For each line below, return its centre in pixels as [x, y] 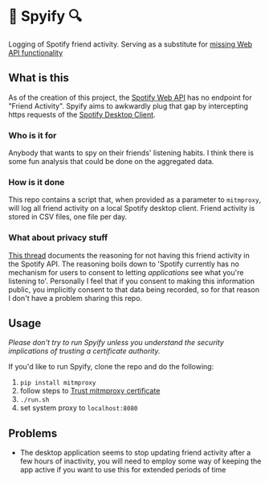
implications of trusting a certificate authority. [84, 351]
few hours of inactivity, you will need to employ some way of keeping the [141, 461]
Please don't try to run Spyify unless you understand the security [116, 343]
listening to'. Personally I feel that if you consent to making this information [132, 281]
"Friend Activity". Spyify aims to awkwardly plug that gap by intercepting [128, 105]
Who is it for [33, 135]
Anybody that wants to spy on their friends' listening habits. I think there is [131, 153]
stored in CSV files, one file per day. [68, 217]
